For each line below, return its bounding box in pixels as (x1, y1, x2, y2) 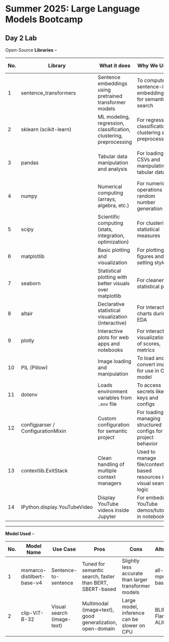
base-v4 (21, 579, 42, 586)
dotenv (21, 391, 38, 398)
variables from (98, 394, 132, 401)
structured (136, 421, 162, 428)
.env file (98, 401, 117, 407)
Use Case (52, 546, 76, 553)
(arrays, (98, 196, 117, 203)
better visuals (98, 280, 130, 287)
